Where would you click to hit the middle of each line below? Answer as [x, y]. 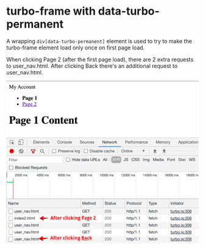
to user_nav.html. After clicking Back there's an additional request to [92, 66]
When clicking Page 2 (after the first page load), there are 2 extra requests [100, 59]
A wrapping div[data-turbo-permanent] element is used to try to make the [99, 41]
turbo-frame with [51, 11]
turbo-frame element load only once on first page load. [76, 48]
